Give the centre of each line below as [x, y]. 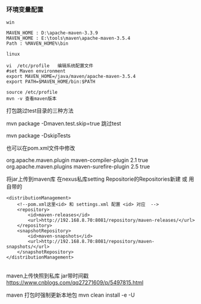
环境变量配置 [25, 9]
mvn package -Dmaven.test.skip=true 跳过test [64, 124]
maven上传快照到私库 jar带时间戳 [48, 276]
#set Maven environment [36, 71]
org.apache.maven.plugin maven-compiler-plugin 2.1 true [77, 160]
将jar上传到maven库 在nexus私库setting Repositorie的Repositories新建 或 [97, 179]
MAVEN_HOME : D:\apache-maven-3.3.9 [52, 33]
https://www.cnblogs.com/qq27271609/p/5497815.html [75, 283]
